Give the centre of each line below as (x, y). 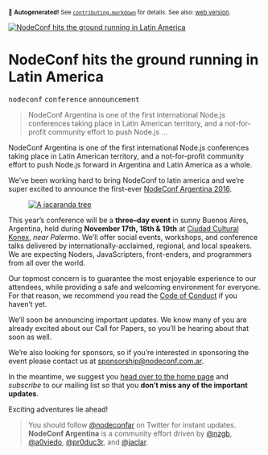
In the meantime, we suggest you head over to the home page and (119, 376)
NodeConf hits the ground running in (134, 60)
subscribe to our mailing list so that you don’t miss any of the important (128, 385)
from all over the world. (47, 263)
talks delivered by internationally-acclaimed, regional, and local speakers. (130, 246)
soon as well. (30, 337)
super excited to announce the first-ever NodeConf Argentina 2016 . (120, 188)
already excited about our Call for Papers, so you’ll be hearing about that (129, 328)
